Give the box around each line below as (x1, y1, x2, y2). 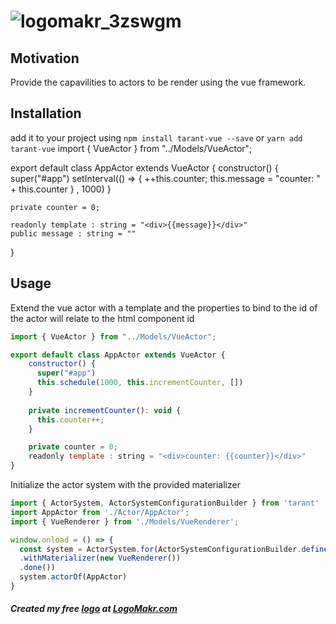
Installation (10, 105, 82, 122)
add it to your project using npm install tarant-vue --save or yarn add (10, 131, 303, 144)
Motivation (10, 50, 80, 67)
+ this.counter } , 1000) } (10, 183, 112, 195)
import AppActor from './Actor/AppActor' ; (10, 507, 190, 517)
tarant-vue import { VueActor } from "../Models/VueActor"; (10, 142, 253, 154)
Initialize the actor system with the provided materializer (10, 479, 241, 490)
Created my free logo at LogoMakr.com (10, 603, 178, 615)
